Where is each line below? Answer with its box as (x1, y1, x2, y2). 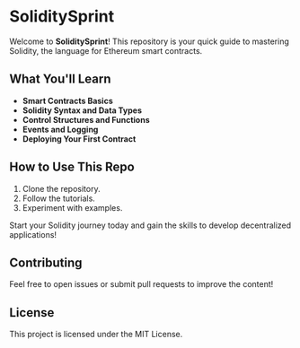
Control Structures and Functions (22, 114, 150, 125)
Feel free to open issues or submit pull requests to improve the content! (9, 279, 274, 290)
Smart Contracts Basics (22, 95, 114, 106)
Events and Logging (22, 124, 99, 135)
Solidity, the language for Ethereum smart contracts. (9, 45, 203, 56)
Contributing (9, 255, 83, 270)
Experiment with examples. (22, 202, 123, 213)
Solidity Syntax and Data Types (22, 105, 142, 116)
